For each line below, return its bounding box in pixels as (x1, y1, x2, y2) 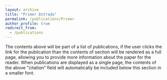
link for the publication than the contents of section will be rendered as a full (5, 49, 162, 55)
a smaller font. (5, 70, 35, 76)
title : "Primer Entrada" (5, 12, 57, 17)
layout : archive (5, 7, 39, 12)
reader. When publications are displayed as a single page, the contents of (5, 60, 157, 65)
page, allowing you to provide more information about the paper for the (5, 54, 151, 60)
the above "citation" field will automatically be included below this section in (5, 65, 162, 71)
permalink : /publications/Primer (5, 16, 75, 21)
